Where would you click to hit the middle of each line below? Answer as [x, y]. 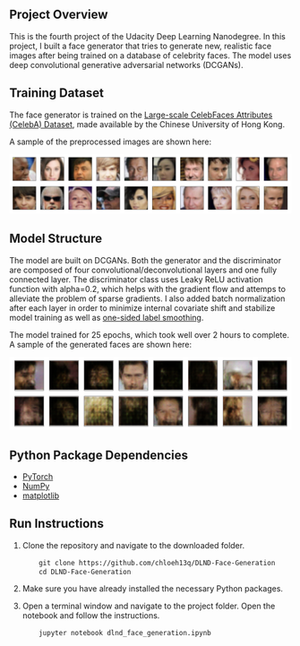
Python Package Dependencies [99, 455]
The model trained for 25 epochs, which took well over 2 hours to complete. [149, 334]
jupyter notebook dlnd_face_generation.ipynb [125, 633]
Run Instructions [57, 524]
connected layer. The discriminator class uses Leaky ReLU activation [136, 279]
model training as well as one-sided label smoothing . [107, 317]
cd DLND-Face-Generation [85, 572]
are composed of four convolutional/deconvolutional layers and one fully [143, 270]
